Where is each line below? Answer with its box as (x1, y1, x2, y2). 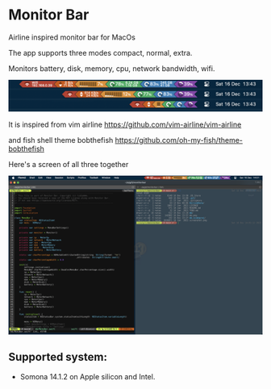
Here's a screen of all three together (8, 159, 129, 169)
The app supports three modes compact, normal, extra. (8, 48, 193, 57)
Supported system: (8, 350, 107, 364)
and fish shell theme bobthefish (8, 135, 114, 144)
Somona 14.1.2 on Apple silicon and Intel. (19, 371, 156, 381)
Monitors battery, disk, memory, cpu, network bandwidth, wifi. (8, 63, 215, 73)
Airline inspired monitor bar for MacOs (8, 32, 135, 42)
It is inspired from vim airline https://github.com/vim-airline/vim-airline (8, 119, 242, 129)
